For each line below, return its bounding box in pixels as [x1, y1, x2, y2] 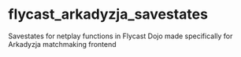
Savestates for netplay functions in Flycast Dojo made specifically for [8, 31, 233, 41]
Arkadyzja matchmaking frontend [8, 39, 117, 48]
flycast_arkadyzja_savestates [8, 5, 209, 23]
